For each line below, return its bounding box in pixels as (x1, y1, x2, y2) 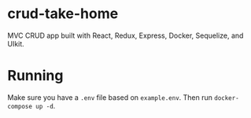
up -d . (35, 101, 56, 110)
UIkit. (7, 39, 24, 48)
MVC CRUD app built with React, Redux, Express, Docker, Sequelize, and (7, 31, 244, 40)
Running (7, 67, 64, 85)
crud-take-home (7, 5, 119, 23)
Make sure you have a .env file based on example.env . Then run (7, 92, 213, 102)
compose (7, 102, 33, 110)
